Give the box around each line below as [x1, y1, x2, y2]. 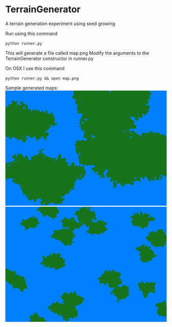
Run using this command [5, 30, 58, 36]
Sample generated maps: [5, 84, 58, 91]
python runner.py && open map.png [5, 76, 79, 81]
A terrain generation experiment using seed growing [5, 20, 116, 27]
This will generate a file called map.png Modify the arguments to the [5, 50, 149, 56]
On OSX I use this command [5, 65, 65, 71]
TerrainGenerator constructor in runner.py [5, 55, 94, 61]
